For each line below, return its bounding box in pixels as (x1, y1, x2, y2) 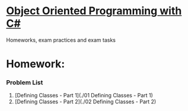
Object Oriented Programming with (6, 4, 182, 18)
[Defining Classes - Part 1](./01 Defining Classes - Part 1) (14, 92, 153, 99)
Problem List (6, 78, 43, 87)
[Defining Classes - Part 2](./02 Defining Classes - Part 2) (14, 98, 157, 105)
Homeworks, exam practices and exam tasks (6, 36, 116, 43)
